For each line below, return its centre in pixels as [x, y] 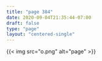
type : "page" [23, 29]
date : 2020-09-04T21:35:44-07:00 [49, 18]
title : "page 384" [30, 12]
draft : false [23, 23]
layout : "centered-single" [41, 34]
